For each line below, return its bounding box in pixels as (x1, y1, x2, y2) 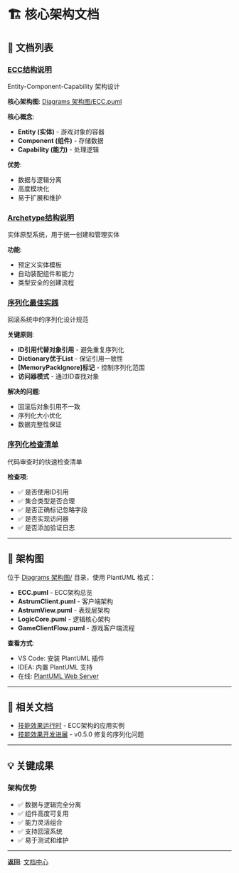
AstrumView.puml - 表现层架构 (17, 605, 110, 614)
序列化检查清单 (7, 440, 59, 450)
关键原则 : (7, 330, 35, 339)
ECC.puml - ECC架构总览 (17, 588, 92, 596)
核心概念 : (7, 112, 35, 121)
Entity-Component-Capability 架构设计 (7, 82, 120, 90)
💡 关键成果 (7, 759, 54, 772)
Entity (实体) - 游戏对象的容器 (17, 127, 105, 136)
